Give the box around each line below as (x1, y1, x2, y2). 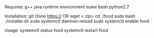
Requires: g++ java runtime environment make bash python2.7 (4, 4, 129, 9)
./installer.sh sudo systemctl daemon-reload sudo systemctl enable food (4, 19, 149, 24)
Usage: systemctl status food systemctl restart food (4, 28, 108, 33)
